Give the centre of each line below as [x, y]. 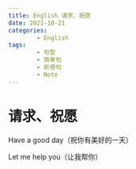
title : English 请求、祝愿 [49, 15]
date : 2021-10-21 [37, 23]
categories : [28, 30]
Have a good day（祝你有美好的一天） [70, 140]
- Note [47, 75]
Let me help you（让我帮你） [55, 156]
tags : [17, 45]
